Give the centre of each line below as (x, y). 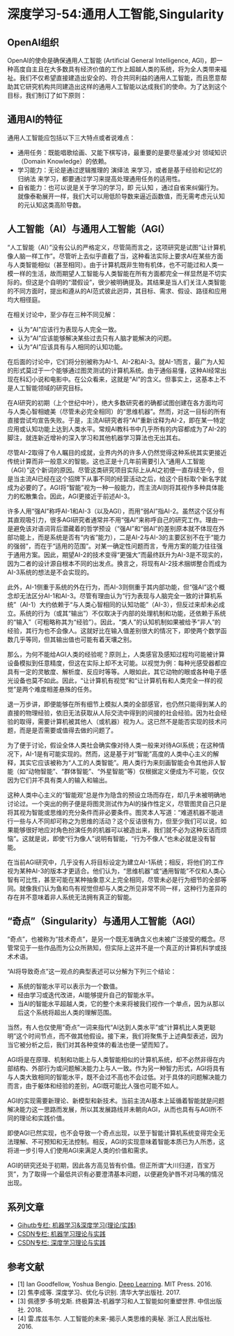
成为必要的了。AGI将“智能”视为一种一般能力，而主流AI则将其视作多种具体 (112, 487)
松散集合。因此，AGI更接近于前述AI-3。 (76, 496)
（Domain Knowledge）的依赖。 (64, 161)
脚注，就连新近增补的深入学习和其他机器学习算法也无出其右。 (96, 437)
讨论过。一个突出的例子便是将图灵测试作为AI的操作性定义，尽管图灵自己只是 (117, 804)
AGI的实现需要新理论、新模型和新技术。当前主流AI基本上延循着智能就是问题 (116, 1101)
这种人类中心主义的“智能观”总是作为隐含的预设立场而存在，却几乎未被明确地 (117, 794)
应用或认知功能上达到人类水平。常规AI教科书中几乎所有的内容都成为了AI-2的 (117, 429)
